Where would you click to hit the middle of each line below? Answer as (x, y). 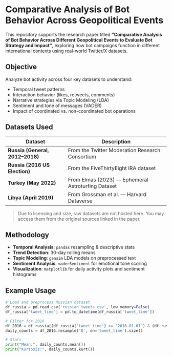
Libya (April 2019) (31, 197)
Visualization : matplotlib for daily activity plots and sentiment (79, 269)
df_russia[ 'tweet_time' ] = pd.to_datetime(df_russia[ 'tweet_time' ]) (80, 312)
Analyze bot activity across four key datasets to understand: (69, 79)
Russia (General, (28, 150)
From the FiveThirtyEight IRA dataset (112, 168)
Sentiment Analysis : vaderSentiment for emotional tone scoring (80, 264)
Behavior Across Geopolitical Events (84, 20)
